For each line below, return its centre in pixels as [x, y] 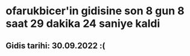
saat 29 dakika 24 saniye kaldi [83, 24]
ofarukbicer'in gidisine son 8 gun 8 [95, 11]
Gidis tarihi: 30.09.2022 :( [55, 46]
